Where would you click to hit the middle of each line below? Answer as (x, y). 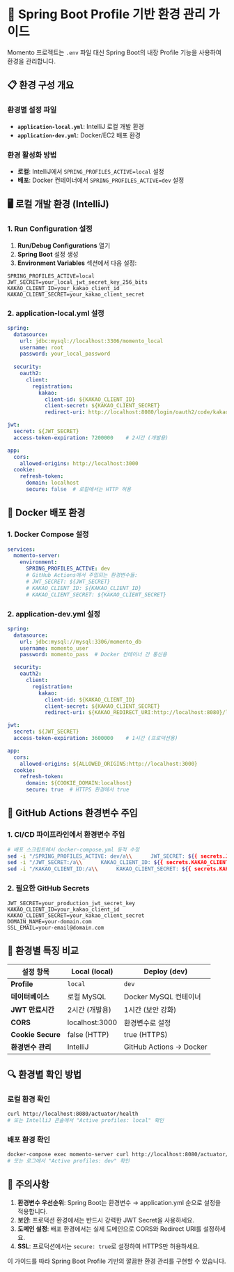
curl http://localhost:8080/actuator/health (73, 1114)
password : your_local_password (65, 354)
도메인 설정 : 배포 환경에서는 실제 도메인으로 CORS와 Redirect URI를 (109, 1229)
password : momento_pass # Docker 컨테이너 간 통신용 (93, 655)
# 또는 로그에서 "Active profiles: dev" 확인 (69, 1161)
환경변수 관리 (31, 1047)
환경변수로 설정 (148, 1023)
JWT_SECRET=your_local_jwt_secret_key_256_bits (78, 282)
